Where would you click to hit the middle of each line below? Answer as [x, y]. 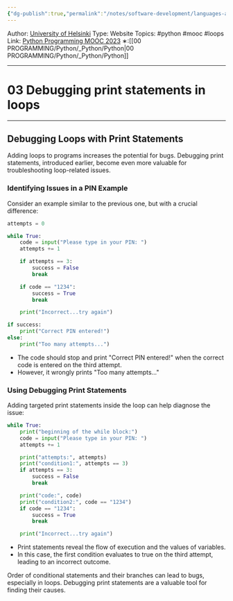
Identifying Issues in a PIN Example [68, 188]
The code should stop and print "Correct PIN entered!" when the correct [120, 357]
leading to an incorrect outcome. [64, 562]
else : [15, 338]
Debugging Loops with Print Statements [95, 138]
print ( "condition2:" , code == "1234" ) [76, 502]
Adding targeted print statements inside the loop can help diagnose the [109, 405]
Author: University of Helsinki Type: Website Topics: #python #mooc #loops [115, 33]
